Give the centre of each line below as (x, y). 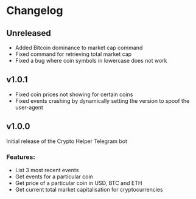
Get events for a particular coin (54, 176)
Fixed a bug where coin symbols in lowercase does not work (91, 61)
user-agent (29, 107)
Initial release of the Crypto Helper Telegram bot (67, 141)
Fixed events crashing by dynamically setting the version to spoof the (102, 100)
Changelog (35, 11)
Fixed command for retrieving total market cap (73, 54)
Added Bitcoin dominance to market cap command (79, 47)
